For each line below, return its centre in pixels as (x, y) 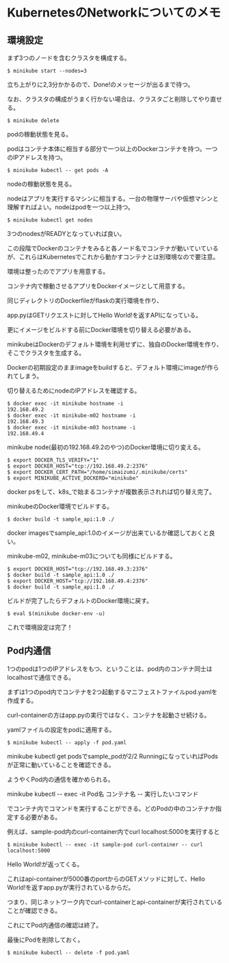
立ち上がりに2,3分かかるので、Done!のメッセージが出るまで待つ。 (100, 84)
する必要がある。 (37, 817)
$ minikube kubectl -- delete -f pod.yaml (68, 953)
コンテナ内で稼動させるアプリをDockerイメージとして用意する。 (98, 286)
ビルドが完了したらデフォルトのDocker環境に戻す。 (80, 601)
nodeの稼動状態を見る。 (41, 184)
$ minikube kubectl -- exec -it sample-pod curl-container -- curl (105, 844)
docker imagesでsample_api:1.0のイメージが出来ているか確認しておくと (108, 533)
